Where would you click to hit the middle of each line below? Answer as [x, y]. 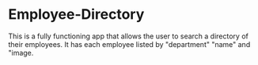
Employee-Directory [76, 14]
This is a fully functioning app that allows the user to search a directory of [129, 36]
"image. [21, 52]
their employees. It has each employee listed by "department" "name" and [129, 44]
